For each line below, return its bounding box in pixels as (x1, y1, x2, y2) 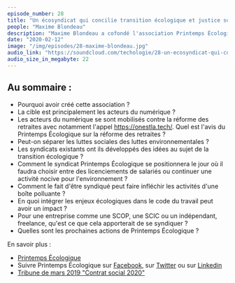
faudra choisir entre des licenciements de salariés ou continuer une (17, 167, 212, 175)
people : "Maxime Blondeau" (7, 23, 86, 30)
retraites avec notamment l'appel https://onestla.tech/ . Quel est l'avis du (17, 122, 226, 131)
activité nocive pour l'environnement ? (17, 174, 128, 182)
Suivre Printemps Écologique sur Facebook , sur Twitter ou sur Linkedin (17, 261, 222, 269)
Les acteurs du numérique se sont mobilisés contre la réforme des (17, 115, 209, 123)
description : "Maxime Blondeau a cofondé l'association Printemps (7, 29, 205, 37)
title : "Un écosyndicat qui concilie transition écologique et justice (7, 17, 220, 24)
